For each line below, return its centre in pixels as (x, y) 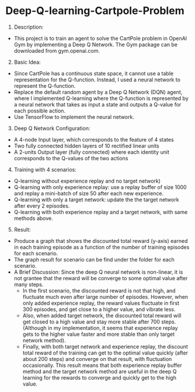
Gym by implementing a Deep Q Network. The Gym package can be (95, 44)
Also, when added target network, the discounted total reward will (102, 315)
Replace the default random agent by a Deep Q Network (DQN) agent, (98, 92)
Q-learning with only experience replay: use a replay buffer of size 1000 (100, 187)
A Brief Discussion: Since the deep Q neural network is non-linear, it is (98, 272)
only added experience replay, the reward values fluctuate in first (101, 303)
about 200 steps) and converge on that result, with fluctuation (97, 359)
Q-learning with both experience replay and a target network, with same (101, 212)
